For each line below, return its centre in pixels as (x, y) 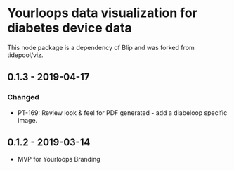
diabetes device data (70, 28)
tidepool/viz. (25, 55)
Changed (24, 97)
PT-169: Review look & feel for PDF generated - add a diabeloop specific (122, 113)
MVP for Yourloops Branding (59, 159)
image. (27, 120)
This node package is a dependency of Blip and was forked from (101, 47)
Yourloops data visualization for (103, 13)
